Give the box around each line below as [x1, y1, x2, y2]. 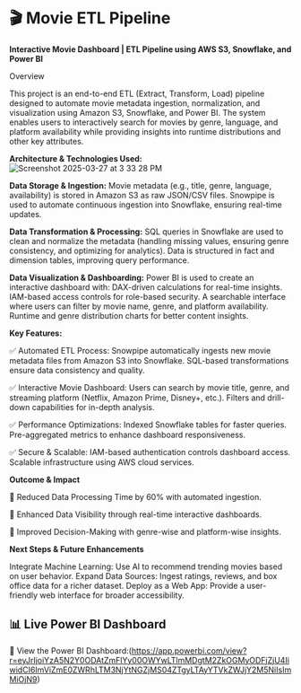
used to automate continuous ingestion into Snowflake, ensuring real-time [9, 199, 282, 210]
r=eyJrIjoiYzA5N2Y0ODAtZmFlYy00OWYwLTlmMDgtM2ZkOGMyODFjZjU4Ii [9, 654, 289, 665]
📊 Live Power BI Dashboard [9, 617, 167, 632]
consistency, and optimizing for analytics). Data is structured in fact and [9, 245, 275, 256]
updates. [9, 208, 42, 219]
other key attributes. [9, 136, 84, 146]
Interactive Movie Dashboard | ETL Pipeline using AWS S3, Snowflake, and [9, 43, 292, 55]
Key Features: [9, 328, 63, 338]
